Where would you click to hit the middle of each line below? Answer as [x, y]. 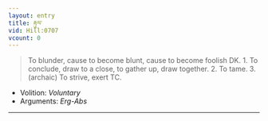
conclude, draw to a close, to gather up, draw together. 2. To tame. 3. [142, 69]
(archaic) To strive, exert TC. [75, 77]
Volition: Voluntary [50, 93]
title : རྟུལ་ [25, 23]
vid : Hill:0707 [33, 30]
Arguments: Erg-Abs [53, 101]
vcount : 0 [25, 38]
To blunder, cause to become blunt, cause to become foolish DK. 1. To [143, 60]
